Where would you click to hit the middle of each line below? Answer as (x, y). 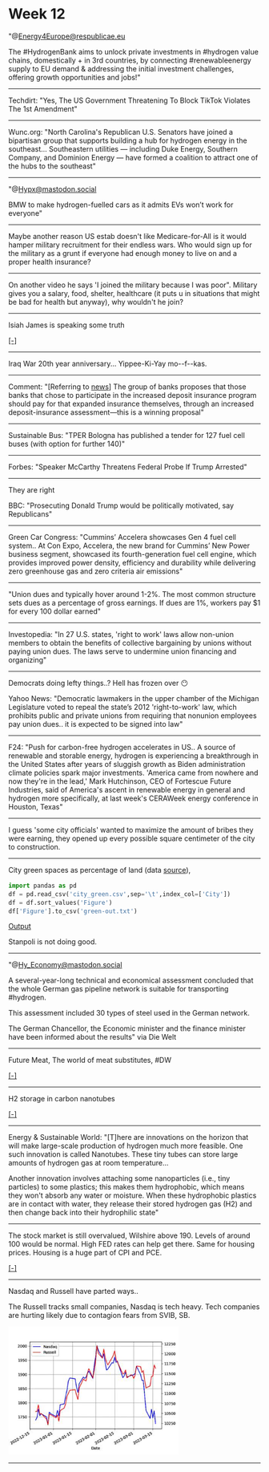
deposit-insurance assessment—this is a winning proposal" (106, 412)
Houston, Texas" (36, 806)
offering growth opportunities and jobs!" (74, 77)
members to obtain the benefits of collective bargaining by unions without (130, 643)
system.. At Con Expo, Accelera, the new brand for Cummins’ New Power (129, 545)
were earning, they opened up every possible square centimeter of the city (132, 838)
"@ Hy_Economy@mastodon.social (65, 965)
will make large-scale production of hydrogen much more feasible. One (126, 1146)
